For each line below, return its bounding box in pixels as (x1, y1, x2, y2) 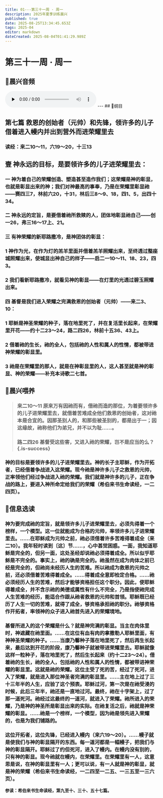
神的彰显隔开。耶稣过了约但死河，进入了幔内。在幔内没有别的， (5, 746, 155, 753)
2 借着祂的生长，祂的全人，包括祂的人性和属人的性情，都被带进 (5, 341, 154, 348)
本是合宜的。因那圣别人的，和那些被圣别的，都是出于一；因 (17, 417, 157, 424)
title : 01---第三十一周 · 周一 (5, 7, 63, 12)
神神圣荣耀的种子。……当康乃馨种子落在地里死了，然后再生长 (5, 637, 150, 644)
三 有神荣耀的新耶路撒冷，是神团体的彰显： (5, 234, 106, 240)
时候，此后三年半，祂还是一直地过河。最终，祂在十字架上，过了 (5, 688, 155, 695)
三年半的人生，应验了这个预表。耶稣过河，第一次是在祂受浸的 (10, 681, 155, 688)
